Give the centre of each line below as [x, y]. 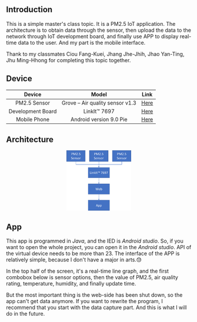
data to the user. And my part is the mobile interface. [82, 42]
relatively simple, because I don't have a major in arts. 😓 [74, 260]
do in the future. [26, 314]
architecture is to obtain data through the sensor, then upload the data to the [98, 30]
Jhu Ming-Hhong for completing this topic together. [69, 60]
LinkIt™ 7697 [99, 111]
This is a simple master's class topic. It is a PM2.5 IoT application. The [91, 24]
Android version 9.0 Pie [99, 119]
